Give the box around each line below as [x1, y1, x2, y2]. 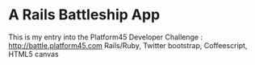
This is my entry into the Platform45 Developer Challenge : [8, 32, 203, 42]
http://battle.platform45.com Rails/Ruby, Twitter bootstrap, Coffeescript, [8, 40, 248, 50]
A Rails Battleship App [8, 6, 161, 24]
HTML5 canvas [8, 49, 59, 59]
